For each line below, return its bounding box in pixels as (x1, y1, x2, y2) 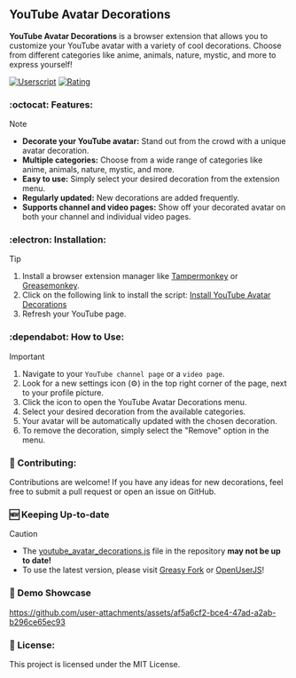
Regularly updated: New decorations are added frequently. (21, 193, 240, 203)
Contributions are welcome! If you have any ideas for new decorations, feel (9, 477, 284, 487)
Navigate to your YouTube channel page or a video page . (21, 368, 225, 379)
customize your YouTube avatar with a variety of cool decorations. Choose (9, 40, 282, 51)
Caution (9, 529, 38, 539)
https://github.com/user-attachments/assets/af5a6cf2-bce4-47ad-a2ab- (9, 607, 277, 618)
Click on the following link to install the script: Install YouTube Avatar (21, 290, 271, 300)
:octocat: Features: (9, 98, 93, 110)
